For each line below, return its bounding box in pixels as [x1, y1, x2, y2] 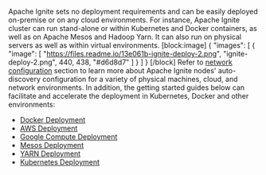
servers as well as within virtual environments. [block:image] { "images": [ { [8, 41, 256, 50]
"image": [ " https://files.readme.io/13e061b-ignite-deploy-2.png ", [8, 49, 221, 58]
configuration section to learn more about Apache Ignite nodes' [8, 66, 217, 75]
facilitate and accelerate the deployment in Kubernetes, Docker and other [8, 91, 249, 100]
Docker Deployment [19, 115, 86, 124]
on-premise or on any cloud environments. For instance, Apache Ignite [8, 15, 241, 25]
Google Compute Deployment [19, 132, 118, 142]
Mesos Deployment [19, 141, 84, 150]
